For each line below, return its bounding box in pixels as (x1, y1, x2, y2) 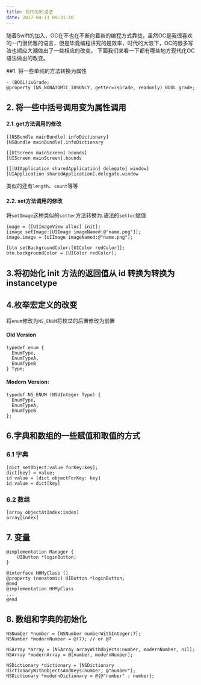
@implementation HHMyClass (6, 586, 74, 592)
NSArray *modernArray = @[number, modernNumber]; (6, 652, 134, 658)
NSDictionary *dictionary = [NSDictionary (6, 662, 114, 668)
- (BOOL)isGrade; (6, 79, 50, 85)
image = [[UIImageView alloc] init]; (6, 224, 101, 230)
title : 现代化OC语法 (6, 8, 53, 15)
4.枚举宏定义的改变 (6, 300, 78, 311)
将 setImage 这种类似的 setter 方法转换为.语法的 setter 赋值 (6, 212, 146, 219)
